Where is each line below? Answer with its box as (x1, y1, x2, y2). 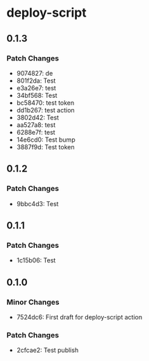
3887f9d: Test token (16, 142, 75, 151)
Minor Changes (6, 297, 60, 307)
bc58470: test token (16, 99, 75, 107)
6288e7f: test (16, 128, 56, 136)
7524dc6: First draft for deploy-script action (16, 312, 143, 321)
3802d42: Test (16, 113, 60, 121)
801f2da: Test (16, 76, 56, 85)
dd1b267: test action (16, 106, 75, 114)
